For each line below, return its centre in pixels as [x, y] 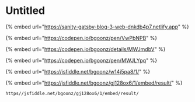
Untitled [25, 11]
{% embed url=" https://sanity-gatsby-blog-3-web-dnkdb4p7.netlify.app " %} [97, 27]
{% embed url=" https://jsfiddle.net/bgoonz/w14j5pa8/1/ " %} [78, 71]
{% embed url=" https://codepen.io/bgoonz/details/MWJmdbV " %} [86, 49]
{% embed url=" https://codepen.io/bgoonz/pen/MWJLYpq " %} [81, 60]
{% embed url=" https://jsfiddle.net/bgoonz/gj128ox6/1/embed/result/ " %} [94, 83]
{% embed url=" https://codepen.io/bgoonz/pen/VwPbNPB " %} [81, 38]
